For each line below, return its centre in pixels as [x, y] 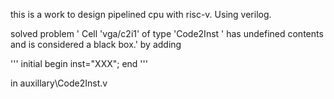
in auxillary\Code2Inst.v [59, 83]
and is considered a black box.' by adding [96, 44]
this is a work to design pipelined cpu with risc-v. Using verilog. [141, 14]
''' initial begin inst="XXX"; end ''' [79, 63]
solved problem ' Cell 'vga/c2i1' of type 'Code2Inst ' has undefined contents [167, 33]
